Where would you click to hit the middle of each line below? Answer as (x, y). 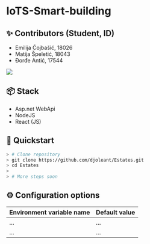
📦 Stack (23, 91)
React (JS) (28, 121)
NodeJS (25, 115)
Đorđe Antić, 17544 (39, 60)
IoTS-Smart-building (59, 11)
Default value (116, 212)
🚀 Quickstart (30, 140)
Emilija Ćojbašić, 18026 (44, 47)
